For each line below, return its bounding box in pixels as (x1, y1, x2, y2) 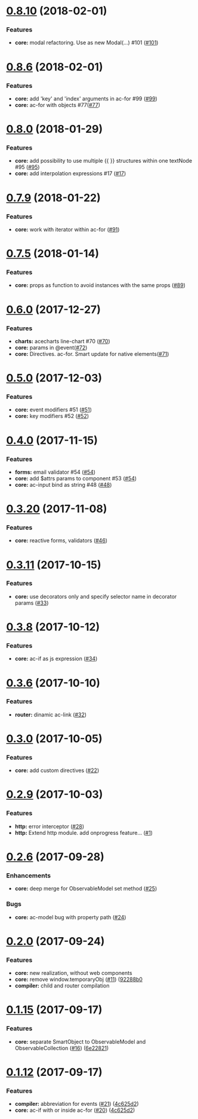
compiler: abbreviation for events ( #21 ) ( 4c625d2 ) (14, 1100, 139, 1108)
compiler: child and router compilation (14, 982, 110, 989)
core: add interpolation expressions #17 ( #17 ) (14, 170, 126, 177)
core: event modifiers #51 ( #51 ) (14, 406, 92, 413)
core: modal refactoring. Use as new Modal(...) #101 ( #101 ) (14, 39, 159, 46)
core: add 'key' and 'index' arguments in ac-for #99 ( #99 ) (14, 94, 158, 102)
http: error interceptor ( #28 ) (14, 822, 85, 830)
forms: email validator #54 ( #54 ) (14, 468, 96, 475)
